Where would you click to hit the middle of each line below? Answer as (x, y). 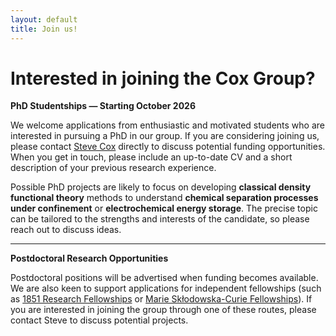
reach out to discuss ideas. (66, 230)
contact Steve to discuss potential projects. (99, 320)
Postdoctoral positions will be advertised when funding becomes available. (164, 278)
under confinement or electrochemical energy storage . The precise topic (164, 208)
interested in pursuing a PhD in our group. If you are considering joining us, (165, 136)
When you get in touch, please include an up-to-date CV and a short (151, 157)
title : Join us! (44, 29)
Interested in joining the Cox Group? (163, 78)
